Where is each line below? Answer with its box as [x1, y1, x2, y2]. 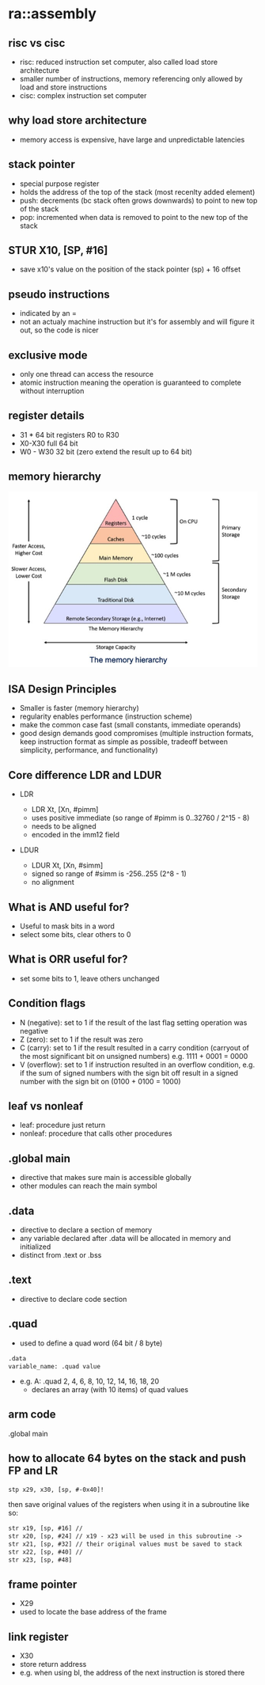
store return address [19, 1659, 87, 1668]
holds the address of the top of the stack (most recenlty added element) [19, 187, 256, 196]
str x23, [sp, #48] [8, 1556, 73, 1564]
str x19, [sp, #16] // [8, 1524, 83, 1532]
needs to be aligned [31, 822, 97, 831]
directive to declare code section [19, 1294, 127, 1304]
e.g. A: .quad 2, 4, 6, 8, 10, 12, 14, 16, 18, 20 [19, 1376, 160, 1386]
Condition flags [8, 996, 85, 1010]
